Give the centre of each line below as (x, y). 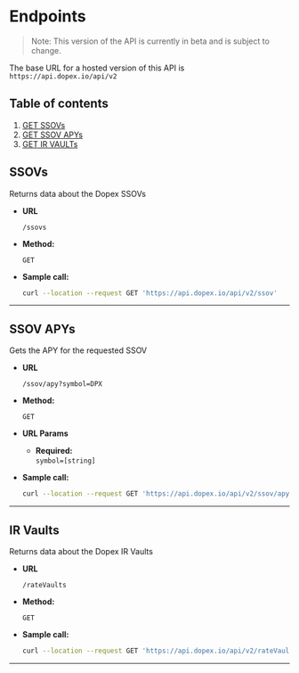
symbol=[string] (65, 461)
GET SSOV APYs (52, 135)
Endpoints (48, 16)
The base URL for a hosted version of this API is (97, 68)
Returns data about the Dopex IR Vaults (81, 551)
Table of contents (59, 104)
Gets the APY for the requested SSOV (78, 350)
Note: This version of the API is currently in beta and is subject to (150, 41)
